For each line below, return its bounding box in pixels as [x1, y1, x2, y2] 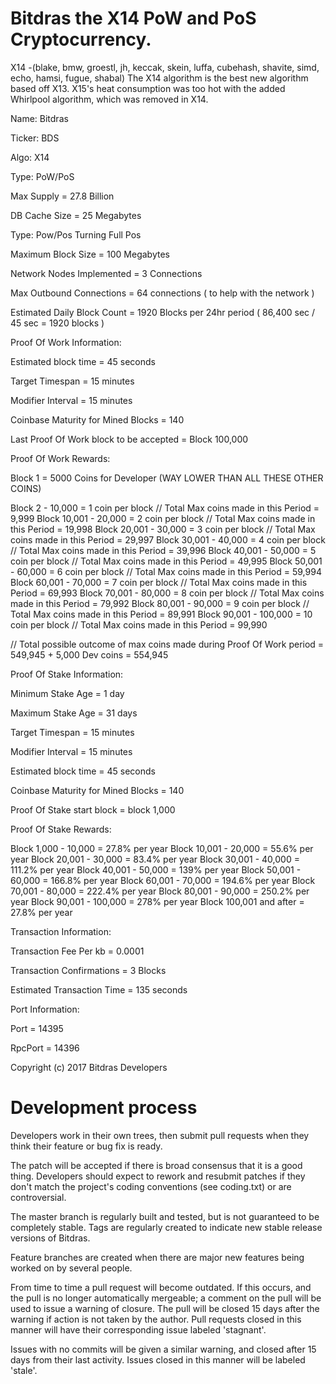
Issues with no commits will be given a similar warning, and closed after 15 [10, 1343, 317, 1355]
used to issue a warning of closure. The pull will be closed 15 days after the [10, 1302, 320, 1314]
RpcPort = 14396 [10, 1042, 80, 1054]
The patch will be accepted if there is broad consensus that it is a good [10, 1159, 303, 1171]
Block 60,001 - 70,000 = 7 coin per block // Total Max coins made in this [10, 576, 308, 588]
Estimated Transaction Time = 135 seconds [10, 983, 188, 996]
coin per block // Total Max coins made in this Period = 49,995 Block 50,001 [10, 555, 323, 567]
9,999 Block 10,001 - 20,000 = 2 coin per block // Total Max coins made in [10, 512, 316, 524]
